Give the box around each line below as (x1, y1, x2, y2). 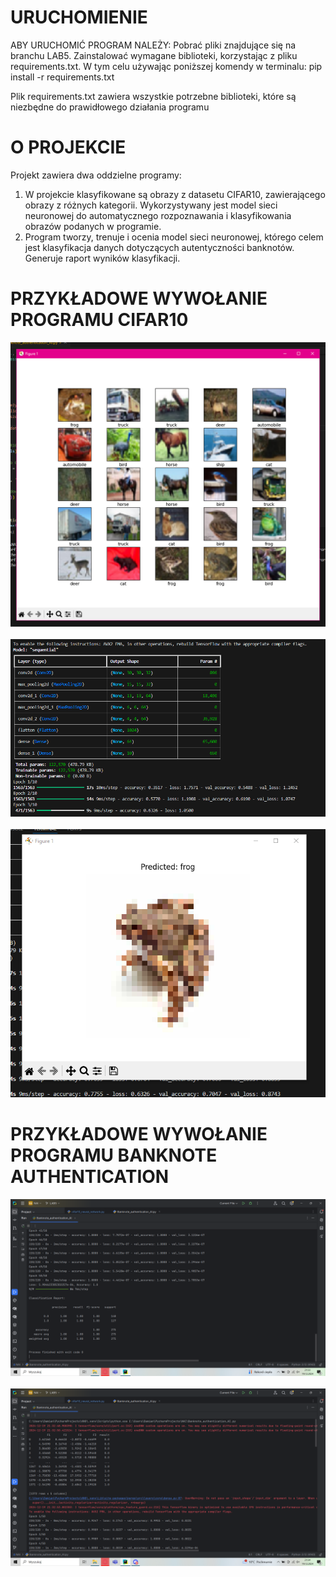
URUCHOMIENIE (10, 6, 148, 29)
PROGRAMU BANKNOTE (10, 1144, 218, 1167)
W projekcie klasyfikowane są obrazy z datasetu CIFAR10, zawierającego (24, 188, 326, 200)
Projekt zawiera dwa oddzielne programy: (10, 169, 182, 181)
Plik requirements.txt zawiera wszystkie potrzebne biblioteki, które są (10, 90, 297, 102)
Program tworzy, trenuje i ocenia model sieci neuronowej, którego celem (24, 231, 324, 243)
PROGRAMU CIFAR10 (10, 309, 189, 331)
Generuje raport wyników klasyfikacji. (24, 252, 181, 264)
